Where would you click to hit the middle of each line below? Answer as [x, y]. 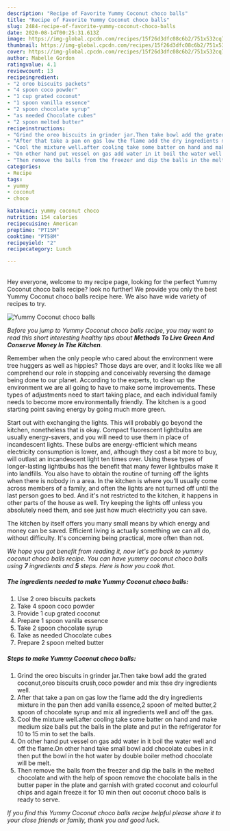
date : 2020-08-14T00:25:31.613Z [53, 33]
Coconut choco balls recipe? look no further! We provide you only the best [112, 290]
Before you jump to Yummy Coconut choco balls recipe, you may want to [110, 331]
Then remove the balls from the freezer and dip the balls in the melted [115, 771]
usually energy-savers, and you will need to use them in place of [98, 437]
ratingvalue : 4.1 [32, 65]
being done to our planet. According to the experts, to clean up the [101, 380]
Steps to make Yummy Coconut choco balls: [72, 658]
